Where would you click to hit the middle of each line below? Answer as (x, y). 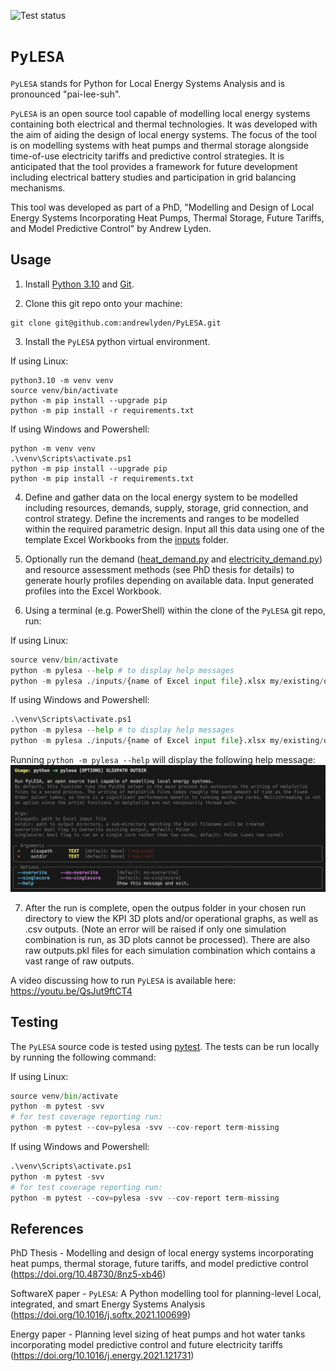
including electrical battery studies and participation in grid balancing (153, 177)
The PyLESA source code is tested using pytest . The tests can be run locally (165, 1046)
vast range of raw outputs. (79, 961)
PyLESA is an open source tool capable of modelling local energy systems (160, 113)
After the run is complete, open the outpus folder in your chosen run (165, 907)
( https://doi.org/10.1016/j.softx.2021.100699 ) (101, 1315)
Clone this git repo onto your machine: (103, 303)
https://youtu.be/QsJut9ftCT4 (71, 991)
